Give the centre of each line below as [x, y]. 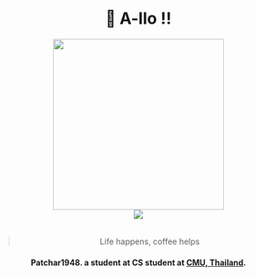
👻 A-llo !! [138, 19]
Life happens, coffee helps [150, 241]
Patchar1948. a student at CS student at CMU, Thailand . [138, 262]
